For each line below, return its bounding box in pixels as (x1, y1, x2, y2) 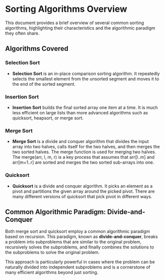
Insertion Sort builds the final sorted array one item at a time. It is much (12, 105, 158, 110)
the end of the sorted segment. (12, 81, 76, 87)
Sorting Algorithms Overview (5, 3, 127, 15)
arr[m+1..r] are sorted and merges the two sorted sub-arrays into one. (12, 159, 154, 166)
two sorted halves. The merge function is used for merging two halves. (12, 149, 156, 155)
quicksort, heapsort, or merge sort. (12, 115, 84, 121)
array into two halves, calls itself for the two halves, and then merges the (12, 144, 160, 150)
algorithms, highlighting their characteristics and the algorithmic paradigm (5, 25, 156, 31)
